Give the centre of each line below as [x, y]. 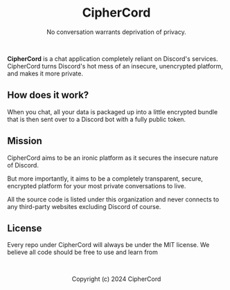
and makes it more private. [45, 73]
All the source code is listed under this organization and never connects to [113, 199]
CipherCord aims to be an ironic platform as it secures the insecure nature [113, 158]
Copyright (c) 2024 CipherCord [116, 279]
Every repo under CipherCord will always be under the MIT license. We [108, 245]
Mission [25, 141]
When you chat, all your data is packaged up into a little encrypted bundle [113, 111]
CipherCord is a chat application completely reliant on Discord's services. [113, 58]
